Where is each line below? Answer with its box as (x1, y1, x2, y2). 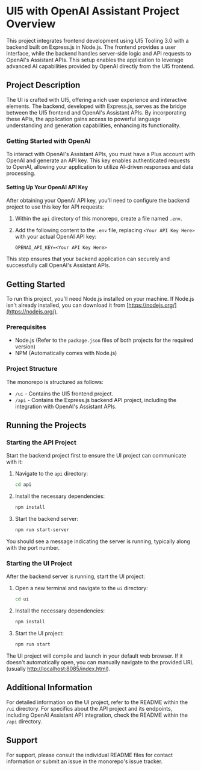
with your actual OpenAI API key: (14, 233, 97, 241)
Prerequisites (6, 323, 46, 331)
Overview (6, 17, 56, 31)
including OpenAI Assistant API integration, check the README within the (6, 711, 188, 719)
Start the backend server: (14, 515, 79, 523)
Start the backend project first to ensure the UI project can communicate (6, 452, 187, 459)
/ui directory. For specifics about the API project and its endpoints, (6, 705, 173, 712)
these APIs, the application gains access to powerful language (6, 115, 161, 122)
